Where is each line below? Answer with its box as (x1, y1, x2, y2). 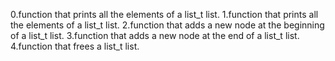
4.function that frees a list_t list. (10, 40, 140, 52)
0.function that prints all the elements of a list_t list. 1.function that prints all (10, 9, 319, 20)
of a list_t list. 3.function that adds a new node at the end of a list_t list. (10, 30, 300, 41)
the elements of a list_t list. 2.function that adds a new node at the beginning (10, 19, 325, 31)
